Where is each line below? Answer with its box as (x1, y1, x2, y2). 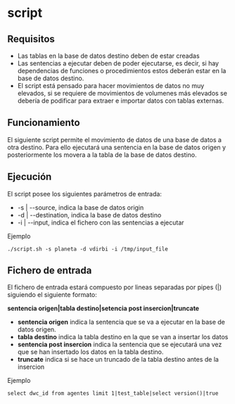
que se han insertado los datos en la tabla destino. (17, 348, 164, 356)
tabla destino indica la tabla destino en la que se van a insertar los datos (17, 333, 229, 341)
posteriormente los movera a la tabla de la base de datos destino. (7, 150, 197, 159)
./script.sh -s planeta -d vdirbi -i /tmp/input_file (7, 245, 169, 253)
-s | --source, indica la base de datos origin (17, 203, 144, 212)
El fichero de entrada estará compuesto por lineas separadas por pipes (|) (7, 283, 222, 291)
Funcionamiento (7, 117, 80, 129)
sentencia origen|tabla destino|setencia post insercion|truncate (7, 304, 199, 313)
